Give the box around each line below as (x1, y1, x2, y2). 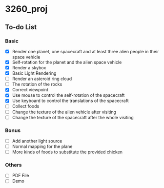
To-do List (5, 23, 37, 31)
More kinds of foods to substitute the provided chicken (12, 149, 123, 155)
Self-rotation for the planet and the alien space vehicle (12, 59, 122, 65)
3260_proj (5, 3, 48, 15)
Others (5, 162, 22, 168)
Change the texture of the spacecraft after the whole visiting (12, 114, 134, 120)
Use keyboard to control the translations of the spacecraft (12, 98, 129, 104)
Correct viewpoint (12, 87, 49, 93)
